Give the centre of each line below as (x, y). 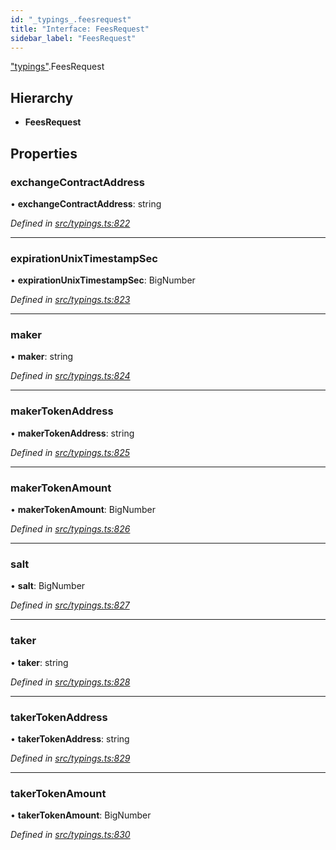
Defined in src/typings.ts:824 (70, 376)
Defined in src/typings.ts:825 (70, 452)
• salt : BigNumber (48, 586)
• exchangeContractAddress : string (86, 203)
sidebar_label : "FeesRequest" (73, 38)
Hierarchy (42, 97)
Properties (44, 153)
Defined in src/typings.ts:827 (70, 605)
